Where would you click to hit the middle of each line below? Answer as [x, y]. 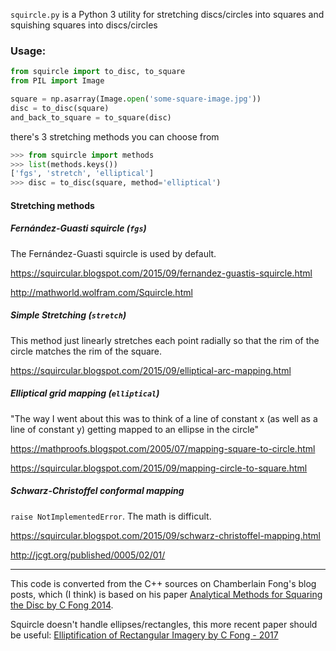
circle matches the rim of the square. [86, 351]
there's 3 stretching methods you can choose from [115, 136]
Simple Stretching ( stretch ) [68, 315]
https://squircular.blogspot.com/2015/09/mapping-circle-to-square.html [159, 468]
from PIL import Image [57, 81]
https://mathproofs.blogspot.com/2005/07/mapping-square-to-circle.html [163, 448]
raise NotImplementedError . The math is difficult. [111, 516]
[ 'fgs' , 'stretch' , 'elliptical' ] [82, 174]
